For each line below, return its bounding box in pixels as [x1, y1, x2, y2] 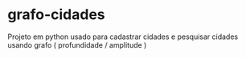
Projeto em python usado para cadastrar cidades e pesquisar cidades [7, 32, 239, 41]
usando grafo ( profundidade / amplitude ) [7, 40, 147, 49]
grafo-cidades [7, 6, 105, 24]
